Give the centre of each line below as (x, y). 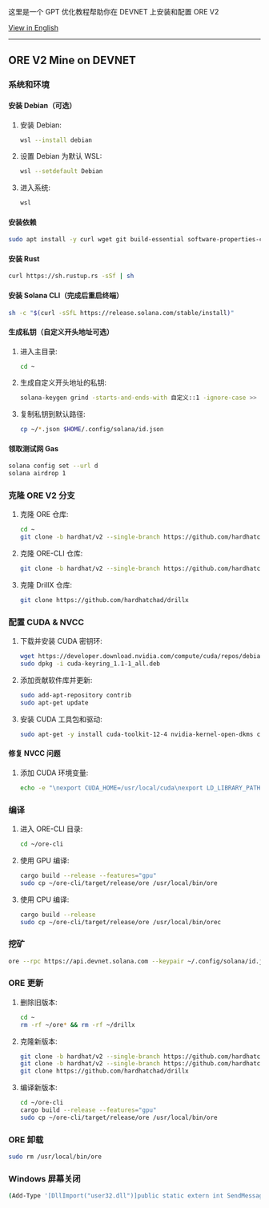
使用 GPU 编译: (44, 860)
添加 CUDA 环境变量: (54, 773)
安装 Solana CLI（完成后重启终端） (66, 295)
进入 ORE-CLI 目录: (51, 829)
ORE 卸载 (26, 1139)
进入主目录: (38, 351)
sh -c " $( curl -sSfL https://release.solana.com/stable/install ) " (121, 313)
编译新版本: (38, 1088)
